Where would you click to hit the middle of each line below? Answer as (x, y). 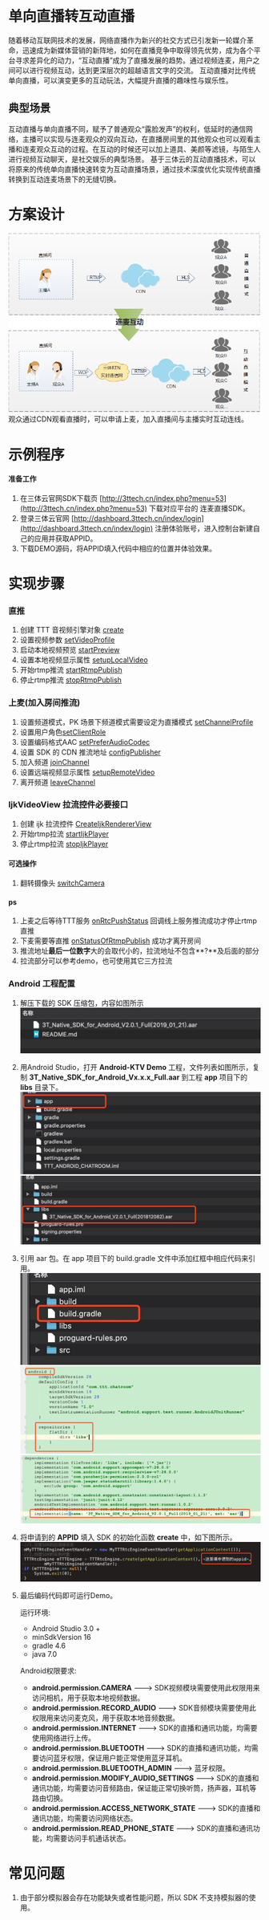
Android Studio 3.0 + (66, 1629)
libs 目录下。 (41, 1087)
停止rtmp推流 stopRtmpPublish (71, 680)
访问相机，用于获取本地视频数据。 (88, 1698)
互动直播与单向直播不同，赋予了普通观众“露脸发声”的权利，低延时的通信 (127, 128)
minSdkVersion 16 (61, 1637)
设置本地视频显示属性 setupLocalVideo (84, 660)
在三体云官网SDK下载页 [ (61, 498)
